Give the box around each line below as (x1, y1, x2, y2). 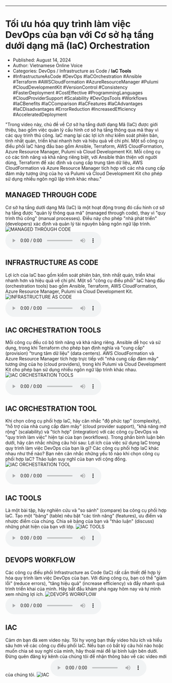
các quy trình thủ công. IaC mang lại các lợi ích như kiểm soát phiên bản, (5, 132, 159, 138)
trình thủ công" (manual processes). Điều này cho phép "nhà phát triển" (5, 215, 157, 221)
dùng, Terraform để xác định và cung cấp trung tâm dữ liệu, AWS (5, 159, 143, 166)
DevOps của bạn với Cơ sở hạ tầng (5, 29, 154, 41)
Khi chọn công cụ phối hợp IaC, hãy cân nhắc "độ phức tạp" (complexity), (5, 418, 161, 424)
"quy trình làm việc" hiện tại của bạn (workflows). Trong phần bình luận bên (5, 434, 165, 440)
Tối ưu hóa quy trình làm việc (5, 18, 131, 30)
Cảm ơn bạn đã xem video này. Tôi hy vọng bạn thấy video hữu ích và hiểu (5, 637, 162, 643)
